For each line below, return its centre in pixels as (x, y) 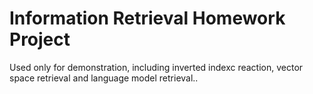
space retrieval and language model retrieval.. (104, 78)
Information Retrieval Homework (147, 18)
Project (40, 39)
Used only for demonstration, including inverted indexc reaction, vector (156, 67)
